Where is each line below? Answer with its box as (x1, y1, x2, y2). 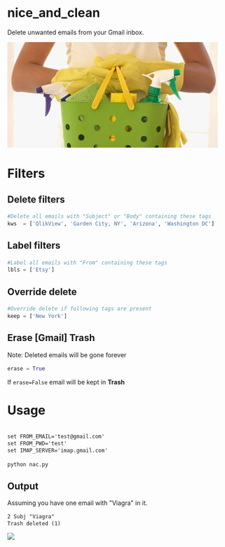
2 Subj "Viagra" (7, 513, 55, 520)
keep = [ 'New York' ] (7, 312, 68, 319)
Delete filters (7, 193, 65, 205)
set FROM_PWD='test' (7, 440, 68, 448)
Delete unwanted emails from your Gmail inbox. (7, 28, 144, 36)
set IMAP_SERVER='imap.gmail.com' (7, 447, 109, 455)
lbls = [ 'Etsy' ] (7, 266, 55, 274)
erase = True (7, 365, 46, 372)
